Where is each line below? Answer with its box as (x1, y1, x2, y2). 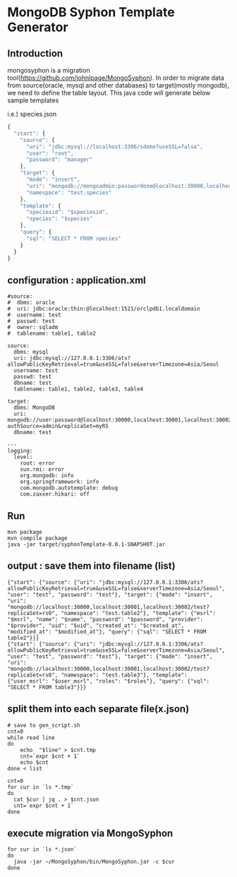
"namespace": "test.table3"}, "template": (61, 672, 188, 679)
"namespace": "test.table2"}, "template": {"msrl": (61, 609, 217, 616)
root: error (20, 460, 55, 467)
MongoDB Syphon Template (7, 4, 175, 20)
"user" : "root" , (25, 150, 74, 157)
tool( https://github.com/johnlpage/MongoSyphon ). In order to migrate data (7, 73, 224, 82)
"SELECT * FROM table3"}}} (7, 684, 87, 691)
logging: (7, 448, 33, 455)
